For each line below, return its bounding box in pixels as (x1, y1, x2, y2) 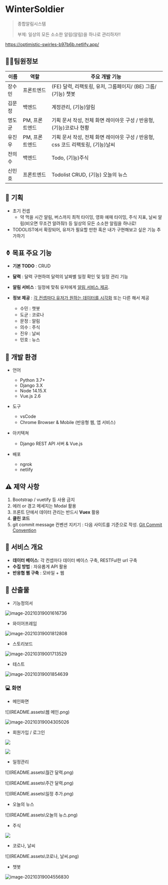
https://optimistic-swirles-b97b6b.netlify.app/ (5, 41, 99, 47)
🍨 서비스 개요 (5, 543, 43, 552)
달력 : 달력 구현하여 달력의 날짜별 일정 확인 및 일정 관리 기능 (12, 274, 128, 280)
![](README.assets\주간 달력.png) (5, 780, 74, 786)
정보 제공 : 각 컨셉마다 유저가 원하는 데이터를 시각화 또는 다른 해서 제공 (12, 295, 149, 301)
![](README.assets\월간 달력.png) (5, 769, 74, 775)
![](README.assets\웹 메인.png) (5, 709, 70, 715)
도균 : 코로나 (19, 312, 44, 318)
